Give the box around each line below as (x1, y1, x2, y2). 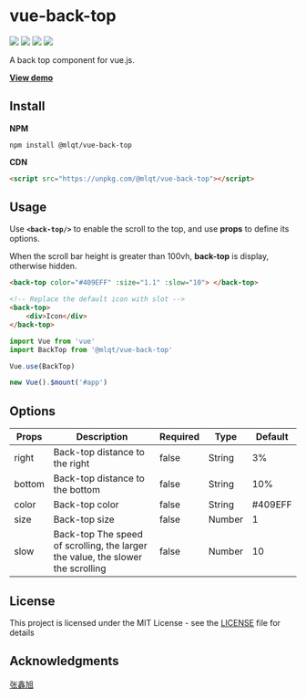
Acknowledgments (9, 653, 120, 669)
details (9, 627, 35, 638)
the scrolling (53, 562, 107, 575)
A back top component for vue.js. (9, 54, 135, 65)
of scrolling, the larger (53, 539, 148, 552)
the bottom (53, 484, 100, 496)
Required (158, 431, 200, 443)
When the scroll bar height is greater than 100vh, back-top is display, (9, 251, 270, 262)
